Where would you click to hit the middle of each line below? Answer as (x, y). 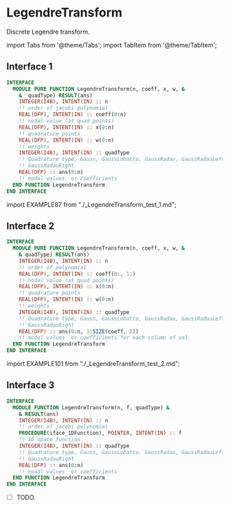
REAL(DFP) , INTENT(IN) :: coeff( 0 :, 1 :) (77, 274)
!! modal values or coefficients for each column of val (103, 338)
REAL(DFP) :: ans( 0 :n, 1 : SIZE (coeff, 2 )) (79, 332)
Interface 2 (31, 226)
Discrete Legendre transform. (48, 32)
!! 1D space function (49, 440)
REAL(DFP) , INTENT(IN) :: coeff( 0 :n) (73, 115)
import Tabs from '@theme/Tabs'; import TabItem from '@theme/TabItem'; (112, 45)
